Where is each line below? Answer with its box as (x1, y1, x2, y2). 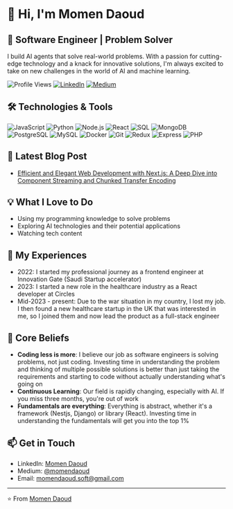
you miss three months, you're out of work (17, 395, 139, 403)
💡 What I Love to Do (7, 197, 94, 208)
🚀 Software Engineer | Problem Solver (7, 34, 173, 46)
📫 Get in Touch (7, 438, 76, 449)
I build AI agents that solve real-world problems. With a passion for (7, 52, 198, 60)
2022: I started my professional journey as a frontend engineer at (17, 268, 204, 276)
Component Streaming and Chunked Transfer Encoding (17, 176, 176, 184)
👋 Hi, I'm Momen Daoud (7, 6, 145, 22)
